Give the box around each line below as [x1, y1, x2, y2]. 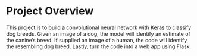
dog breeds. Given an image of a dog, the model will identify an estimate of [6, 30, 190, 37]
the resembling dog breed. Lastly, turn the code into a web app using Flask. [6, 43, 192, 50]
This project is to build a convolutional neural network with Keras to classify [6, 24, 192, 31]
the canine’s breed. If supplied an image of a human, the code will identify [6, 36, 187, 43]
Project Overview [6, 4, 94, 18]
